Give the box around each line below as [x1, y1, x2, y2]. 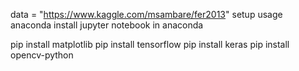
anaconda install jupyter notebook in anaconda [10, 19, 204, 31]
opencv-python [10, 49, 74, 61]
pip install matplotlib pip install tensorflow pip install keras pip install [10, 39, 290, 50]
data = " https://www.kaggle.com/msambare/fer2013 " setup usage [10, 9, 283, 20]
